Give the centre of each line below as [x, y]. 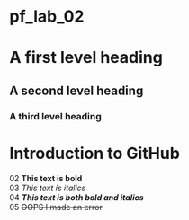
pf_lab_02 [47, 17]
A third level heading [55, 116]
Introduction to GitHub [94, 153]
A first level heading [86, 58]
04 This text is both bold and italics [76, 197]
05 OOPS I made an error [56, 207]
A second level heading [76, 90]
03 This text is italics [48, 188]
